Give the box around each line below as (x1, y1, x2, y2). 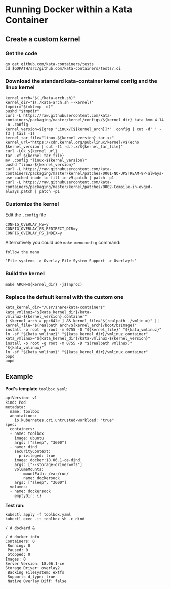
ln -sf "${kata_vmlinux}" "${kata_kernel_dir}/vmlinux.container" (5, 350, 148, 355)
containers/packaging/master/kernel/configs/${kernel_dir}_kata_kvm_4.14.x (5, 118, 168, 123)
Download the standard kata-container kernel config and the (5, 77, 158, 84)
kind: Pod (5, 400, 26, 405)
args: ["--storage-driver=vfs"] (14, 462, 82, 467)
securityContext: (14, 449, 51, 454)
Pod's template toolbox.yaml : (5, 385, 68, 392)
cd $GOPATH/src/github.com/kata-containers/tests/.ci (5, 66, 121, 71)
